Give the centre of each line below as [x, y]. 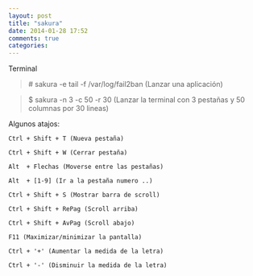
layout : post [30, 16]
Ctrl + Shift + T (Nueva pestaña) [66, 139]
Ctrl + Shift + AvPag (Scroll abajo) [72, 223]
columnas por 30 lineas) [68, 109]
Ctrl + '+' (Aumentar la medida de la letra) [86, 251]
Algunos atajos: [34, 124]
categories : [28, 46]
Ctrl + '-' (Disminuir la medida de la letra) [88, 266]
